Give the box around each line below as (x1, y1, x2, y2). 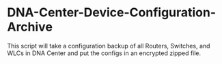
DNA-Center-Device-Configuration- (7, 5, 217, 20)
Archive (7, 19, 53, 35)
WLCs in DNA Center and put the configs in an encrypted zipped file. (7, 49, 202, 57)
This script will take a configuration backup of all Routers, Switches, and (7, 42, 210, 50)
